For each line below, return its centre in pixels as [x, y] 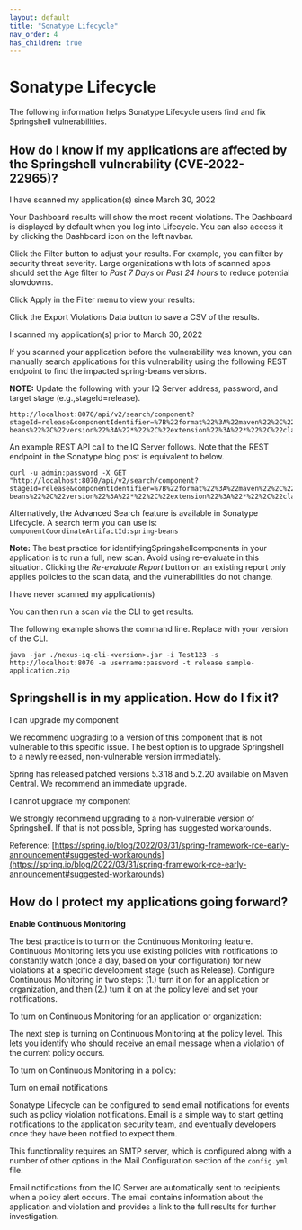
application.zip [40, 671]
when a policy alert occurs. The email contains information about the [137, 1197]
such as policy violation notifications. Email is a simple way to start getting [147, 1114]
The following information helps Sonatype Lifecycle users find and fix [138, 112]
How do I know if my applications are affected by [148, 150]
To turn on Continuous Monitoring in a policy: [93, 1070]
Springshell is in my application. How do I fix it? [144, 698]
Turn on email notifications [58, 1087]
